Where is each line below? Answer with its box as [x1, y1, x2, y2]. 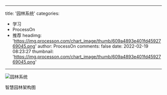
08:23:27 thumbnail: [12, 48, 54, 54]
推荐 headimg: [12, 33, 42, 38]
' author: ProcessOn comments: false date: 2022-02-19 [35, 43, 149, 49]
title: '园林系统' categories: [5, 10, 60, 16]
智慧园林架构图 [5, 85, 36, 90]
